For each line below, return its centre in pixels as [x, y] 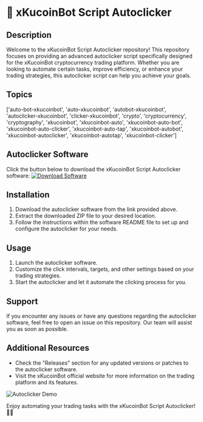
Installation [28, 195]
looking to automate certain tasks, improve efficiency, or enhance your [95, 69]
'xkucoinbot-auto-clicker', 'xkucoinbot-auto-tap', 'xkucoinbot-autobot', [95, 129]
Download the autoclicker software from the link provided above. [96, 209]
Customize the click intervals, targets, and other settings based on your [105, 269]
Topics [19, 95]
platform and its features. [46, 382]
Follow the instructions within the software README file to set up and [101, 223]
